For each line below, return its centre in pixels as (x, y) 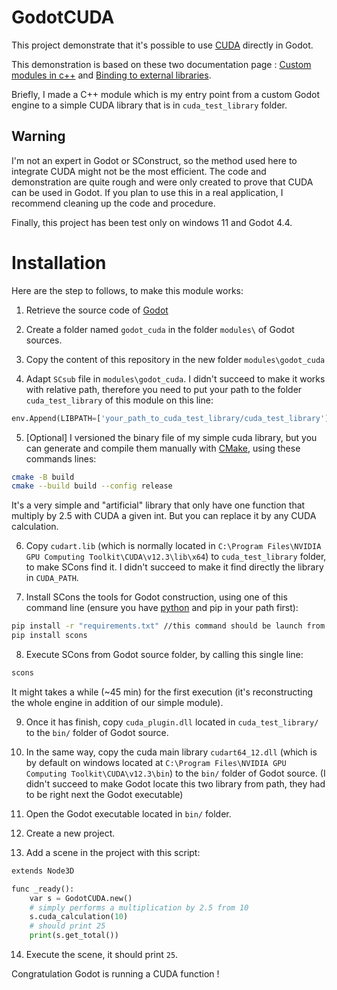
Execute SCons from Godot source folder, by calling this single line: (164, 655)
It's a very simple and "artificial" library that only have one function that (158, 505)
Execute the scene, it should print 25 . (102, 955)
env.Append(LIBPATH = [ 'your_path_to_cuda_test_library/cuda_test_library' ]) (172, 418)
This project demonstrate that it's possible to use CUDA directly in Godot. (162, 45)
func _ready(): (43, 889)
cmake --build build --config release (92, 486)
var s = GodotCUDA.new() (81, 898)
